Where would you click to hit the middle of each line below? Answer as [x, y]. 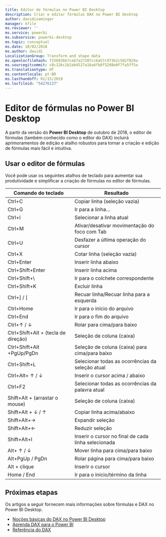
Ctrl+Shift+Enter [26, 270]
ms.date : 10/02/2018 [26, 47]
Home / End [21, 475]
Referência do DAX [32, 530]
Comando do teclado [39, 193]
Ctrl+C [15, 201]
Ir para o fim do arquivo [102, 317]
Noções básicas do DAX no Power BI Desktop [59, 519]
